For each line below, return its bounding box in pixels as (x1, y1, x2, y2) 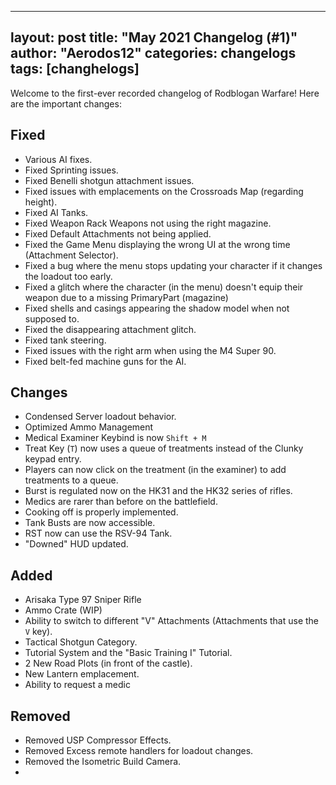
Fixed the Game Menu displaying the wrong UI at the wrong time (24, 238, 291, 250)
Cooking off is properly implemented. (24, 506, 179, 518)
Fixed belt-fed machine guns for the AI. (24, 355, 187, 367)
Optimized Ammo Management (24, 421, 154, 433)
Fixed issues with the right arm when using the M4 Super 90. (24, 344, 277, 356)
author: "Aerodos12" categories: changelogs (10, 45, 297, 62)
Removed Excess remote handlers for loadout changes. (24, 745, 254, 757)
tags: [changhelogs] (10, 61, 140, 78)
